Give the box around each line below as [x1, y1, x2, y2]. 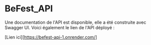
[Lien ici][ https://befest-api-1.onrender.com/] [4, 34, 97, 40]
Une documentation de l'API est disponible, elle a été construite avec [4, 19, 146, 25]
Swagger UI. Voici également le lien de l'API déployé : [4, 24, 115, 30]
